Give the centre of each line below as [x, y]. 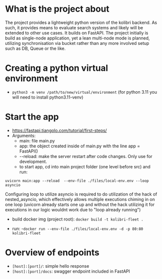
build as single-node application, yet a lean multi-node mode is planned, [77, 38]
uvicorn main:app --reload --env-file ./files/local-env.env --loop [77, 181]
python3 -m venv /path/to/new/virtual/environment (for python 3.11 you [84, 92]
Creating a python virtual [57, 68]
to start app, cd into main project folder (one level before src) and [85, 166]
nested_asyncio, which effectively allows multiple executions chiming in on [80, 199]
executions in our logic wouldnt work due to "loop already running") [73, 209]
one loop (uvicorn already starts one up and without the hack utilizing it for [80, 204]
